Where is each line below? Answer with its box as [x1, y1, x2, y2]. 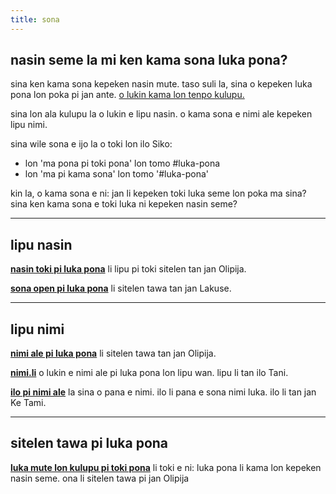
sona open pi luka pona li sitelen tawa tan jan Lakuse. [10, 282, 232, 295]
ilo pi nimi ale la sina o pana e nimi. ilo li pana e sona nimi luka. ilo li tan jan [10, 386, 317, 398]
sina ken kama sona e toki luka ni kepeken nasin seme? [10, 198, 238, 210]
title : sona [10, 14, 60, 25]
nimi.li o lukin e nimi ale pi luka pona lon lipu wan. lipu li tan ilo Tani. [10, 367, 289, 379]
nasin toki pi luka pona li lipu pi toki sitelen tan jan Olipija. [10, 263, 247, 275]
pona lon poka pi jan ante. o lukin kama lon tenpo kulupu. [10, 89, 245, 101]
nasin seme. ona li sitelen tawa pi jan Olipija [10, 472, 190, 484]
